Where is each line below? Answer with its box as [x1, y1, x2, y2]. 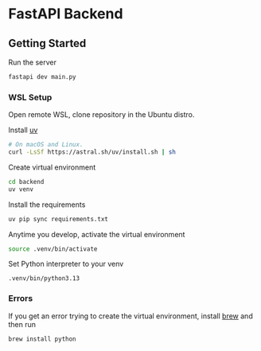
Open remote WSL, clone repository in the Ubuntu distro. [8, 110, 195, 119]
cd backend [8, 177, 45, 185]
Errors [8, 293, 33, 304]
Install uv [8, 125, 38, 135]
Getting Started [8, 37, 87, 50]
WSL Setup [8, 92, 53, 103]
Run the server [8, 57, 57, 67]
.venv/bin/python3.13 [8, 275, 80, 283]
